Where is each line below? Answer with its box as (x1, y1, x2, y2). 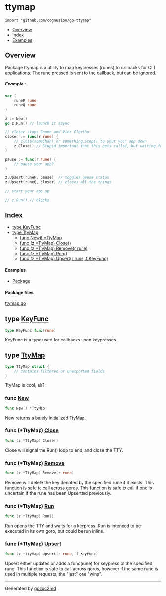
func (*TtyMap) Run (5, 503, 54, 510)
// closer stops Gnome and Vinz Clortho (5, 129, 90, 134)
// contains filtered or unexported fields (14, 369, 105, 374)
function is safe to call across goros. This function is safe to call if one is (5, 485, 152, 491)
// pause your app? (14, 162, 54, 167)
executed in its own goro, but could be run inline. (5, 528, 105, 534)
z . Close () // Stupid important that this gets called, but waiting (14, 143, 156, 148)
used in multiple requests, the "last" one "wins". (5, 571, 102, 577)
